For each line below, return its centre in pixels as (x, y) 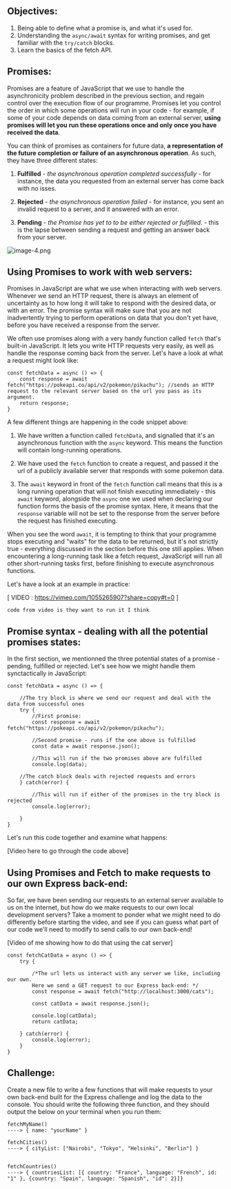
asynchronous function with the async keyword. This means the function (120, 443)
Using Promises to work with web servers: (100, 272)
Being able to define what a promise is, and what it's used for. (105, 28)
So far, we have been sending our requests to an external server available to (115, 900)
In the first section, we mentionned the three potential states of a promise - (114, 659)
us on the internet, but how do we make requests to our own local (100, 908)
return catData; (55, 1022)
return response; (44, 403)
